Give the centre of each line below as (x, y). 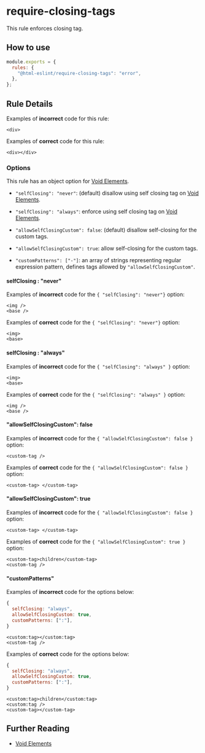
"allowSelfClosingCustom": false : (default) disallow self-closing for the (106, 230)
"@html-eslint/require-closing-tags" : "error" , (79, 73)
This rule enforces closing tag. (45, 28)
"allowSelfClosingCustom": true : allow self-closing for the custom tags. (106, 248)
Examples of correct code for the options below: (68, 654)
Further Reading (38, 729)
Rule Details (30, 103)
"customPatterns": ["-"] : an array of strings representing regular (98, 260)
